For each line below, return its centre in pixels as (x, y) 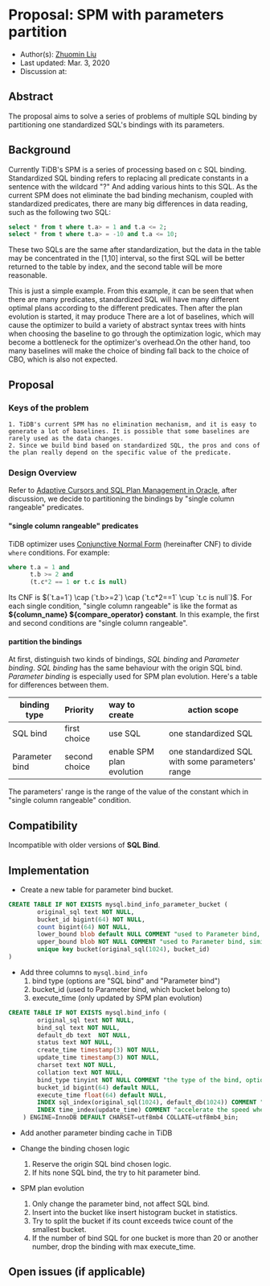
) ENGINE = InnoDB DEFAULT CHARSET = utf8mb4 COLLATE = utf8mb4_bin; (131, 1118)
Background (39, 150)
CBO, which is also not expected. (63, 359)
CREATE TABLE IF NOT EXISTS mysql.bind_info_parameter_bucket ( (118, 904)
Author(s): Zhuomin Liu (58, 54)
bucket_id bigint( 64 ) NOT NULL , (92, 920)
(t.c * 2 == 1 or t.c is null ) (78, 582)
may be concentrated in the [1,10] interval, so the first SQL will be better (127, 258)
